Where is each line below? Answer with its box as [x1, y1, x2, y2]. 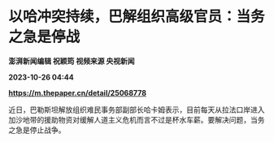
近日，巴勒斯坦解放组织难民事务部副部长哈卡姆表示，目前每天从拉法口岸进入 [8, 105, 265, 114]
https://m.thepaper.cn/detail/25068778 [8, 88, 146, 97]
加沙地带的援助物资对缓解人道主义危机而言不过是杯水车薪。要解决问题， [8, 114, 250, 124]
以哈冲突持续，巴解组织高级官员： [8, 7, 237, 26]
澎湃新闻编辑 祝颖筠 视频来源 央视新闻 [8, 56, 135, 66]
